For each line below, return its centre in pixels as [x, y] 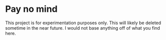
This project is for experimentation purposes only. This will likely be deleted [83, 23]
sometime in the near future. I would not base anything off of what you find [83, 28]
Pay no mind [31, 9]
